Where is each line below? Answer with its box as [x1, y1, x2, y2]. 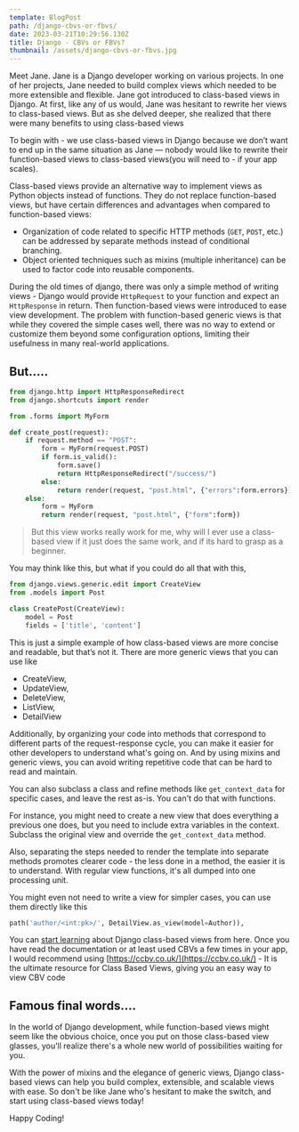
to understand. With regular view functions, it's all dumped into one [9, 865, 256, 876]
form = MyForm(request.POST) [41, 444, 149, 454]
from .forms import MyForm [9, 411, 109, 421]
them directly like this [9, 901, 88, 912]
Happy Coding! [9, 1113, 65, 1124]
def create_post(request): [9, 428, 109, 437]
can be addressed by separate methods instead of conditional [21, 236, 251, 247]
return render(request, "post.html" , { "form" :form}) [41, 511, 241, 520]
